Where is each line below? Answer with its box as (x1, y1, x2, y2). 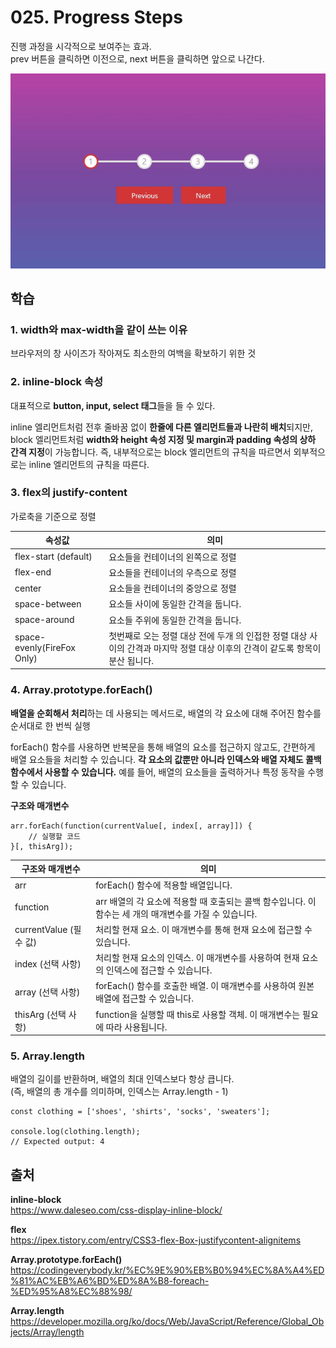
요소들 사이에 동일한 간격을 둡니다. (108, 598, 242, 610)
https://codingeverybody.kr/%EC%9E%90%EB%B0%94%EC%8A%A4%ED (10, 1264, 325, 1276)
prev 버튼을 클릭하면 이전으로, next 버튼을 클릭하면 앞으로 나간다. (10, 52, 265, 65)
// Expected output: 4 (10, 1137, 105, 1147)
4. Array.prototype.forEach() (10, 683, 153, 697)
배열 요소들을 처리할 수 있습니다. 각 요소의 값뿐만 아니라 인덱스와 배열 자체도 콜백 (10, 753, 322, 765)
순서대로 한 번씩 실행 (10, 719, 91, 731)
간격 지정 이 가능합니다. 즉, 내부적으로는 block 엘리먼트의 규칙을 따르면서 (10, 446, 292, 458)
